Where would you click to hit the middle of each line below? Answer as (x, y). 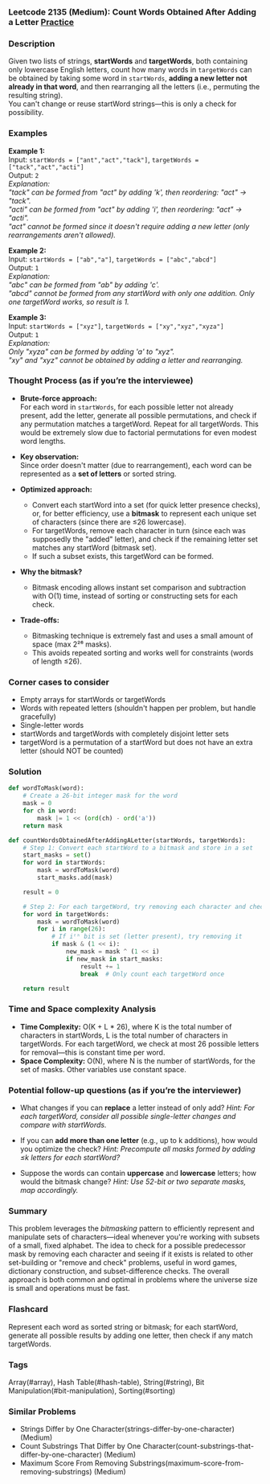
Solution (25, 772)
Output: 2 (24, 175)
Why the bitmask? (51, 571)
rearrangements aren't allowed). (62, 235)
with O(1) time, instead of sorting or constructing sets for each (135, 596)
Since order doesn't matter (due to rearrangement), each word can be (136, 465)
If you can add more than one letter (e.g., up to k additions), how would (139, 1140)
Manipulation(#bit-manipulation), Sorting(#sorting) (92, 1391)
